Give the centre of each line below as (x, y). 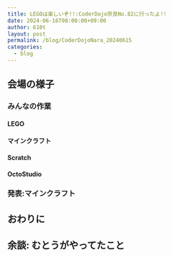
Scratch (19, 157)
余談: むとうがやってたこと (66, 245)
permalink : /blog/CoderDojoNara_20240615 (70, 41)
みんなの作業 (30, 106)
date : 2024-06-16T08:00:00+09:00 (57, 21)
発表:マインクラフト (42, 194)
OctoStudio (25, 174)
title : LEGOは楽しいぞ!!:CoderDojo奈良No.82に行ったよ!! (87, 14)
